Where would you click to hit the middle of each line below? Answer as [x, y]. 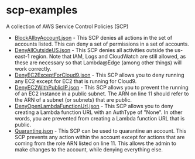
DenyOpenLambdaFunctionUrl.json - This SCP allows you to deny [94, 106]
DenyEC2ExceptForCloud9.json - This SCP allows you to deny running [99, 75]
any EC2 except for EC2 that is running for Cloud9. [76, 81]
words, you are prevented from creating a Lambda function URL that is [100, 118]
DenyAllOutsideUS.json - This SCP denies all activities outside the [94, 50]
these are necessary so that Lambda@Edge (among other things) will [98, 63]
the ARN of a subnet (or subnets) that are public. [73, 99]
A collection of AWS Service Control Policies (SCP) [67, 26]
